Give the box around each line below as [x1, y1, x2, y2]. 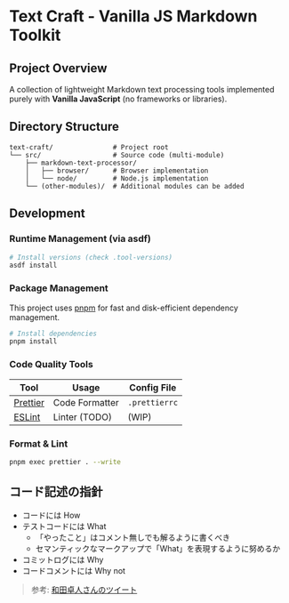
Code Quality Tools [9, 358, 93, 371]
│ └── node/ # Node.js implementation [25, 173, 209, 183]
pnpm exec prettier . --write [9, 457, 122, 466]
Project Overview [9, 60, 108, 76]
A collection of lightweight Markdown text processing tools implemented [9, 84, 275, 94]
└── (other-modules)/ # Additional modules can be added [25, 181, 245, 190]
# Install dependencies [9, 329, 98, 338]
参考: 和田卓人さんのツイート [30, 584, 138, 595]
